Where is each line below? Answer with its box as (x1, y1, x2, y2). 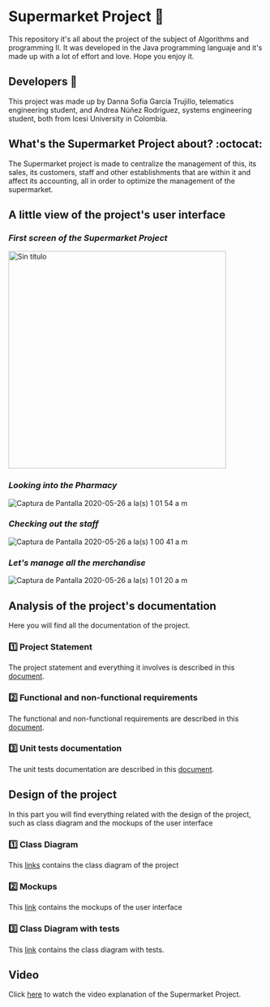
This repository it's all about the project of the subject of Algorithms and (8, 34, 250, 44)
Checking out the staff (8, 518, 99, 529)
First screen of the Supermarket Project (8, 232, 168, 243)
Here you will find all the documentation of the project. (8, 620, 191, 630)
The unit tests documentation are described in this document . (8, 764, 215, 773)
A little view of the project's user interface (8, 208, 225, 221)
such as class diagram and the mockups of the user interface (8, 818, 213, 828)
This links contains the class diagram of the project (8, 859, 179, 870)
